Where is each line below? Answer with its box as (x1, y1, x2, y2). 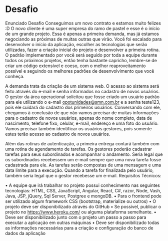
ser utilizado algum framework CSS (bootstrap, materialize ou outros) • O (5, 198, 156, 204)
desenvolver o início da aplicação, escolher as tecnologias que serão (5, 41, 147, 47)
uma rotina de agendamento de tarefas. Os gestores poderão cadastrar (5, 146, 152, 152)
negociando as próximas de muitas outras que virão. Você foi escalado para (5, 36, 162, 42)
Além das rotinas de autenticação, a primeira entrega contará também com (5, 140, 160, 146)
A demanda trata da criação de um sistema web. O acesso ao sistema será (5, 83, 159, 89)
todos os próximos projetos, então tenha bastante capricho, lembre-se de (5, 57, 157, 63)
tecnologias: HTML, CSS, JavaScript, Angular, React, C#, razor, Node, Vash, (5, 187, 161, 193)
